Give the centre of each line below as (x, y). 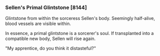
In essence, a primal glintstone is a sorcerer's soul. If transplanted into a (79, 33)
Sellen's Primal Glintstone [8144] (46, 7)
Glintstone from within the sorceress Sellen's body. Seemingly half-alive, (80, 18)
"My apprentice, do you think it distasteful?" (51, 48)
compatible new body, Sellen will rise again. (50, 38)
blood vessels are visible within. (38, 23)
